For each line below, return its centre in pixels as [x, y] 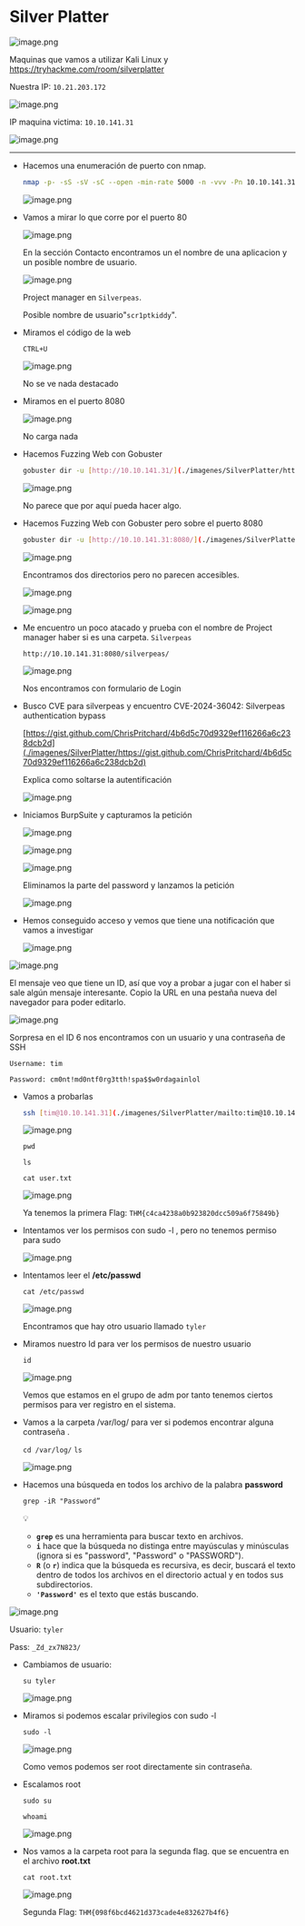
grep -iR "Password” [61, 1501]
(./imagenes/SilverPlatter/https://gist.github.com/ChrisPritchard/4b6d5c [157, 752]
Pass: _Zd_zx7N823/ [45, 1647]
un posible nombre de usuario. [80, 262]
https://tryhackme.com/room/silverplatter [87, 69]
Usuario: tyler [36, 1630]
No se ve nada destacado [70, 383]
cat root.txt [47, 1878]
